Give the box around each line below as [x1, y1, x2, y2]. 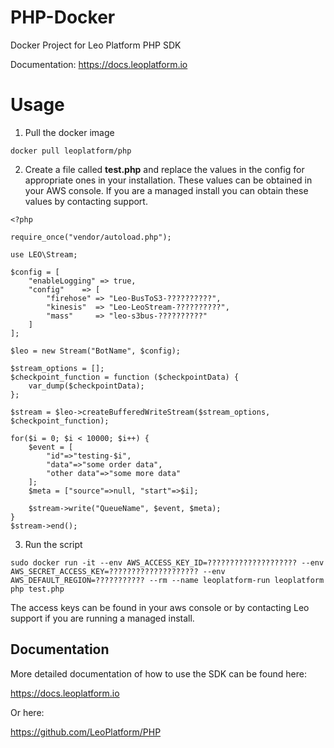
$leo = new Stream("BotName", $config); [10, 346, 182, 356]
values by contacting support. [24, 195, 148, 207]
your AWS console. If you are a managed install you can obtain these [24, 184, 309, 196]
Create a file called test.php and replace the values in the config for [24, 163, 305, 175]
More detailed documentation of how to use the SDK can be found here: [10, 667, 307, 680]
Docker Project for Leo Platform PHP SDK [10, 39, 182, 51]
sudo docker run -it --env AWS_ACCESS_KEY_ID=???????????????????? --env [10, 557, 325, 568]
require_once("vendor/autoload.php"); [10, 232, 172, 242]
